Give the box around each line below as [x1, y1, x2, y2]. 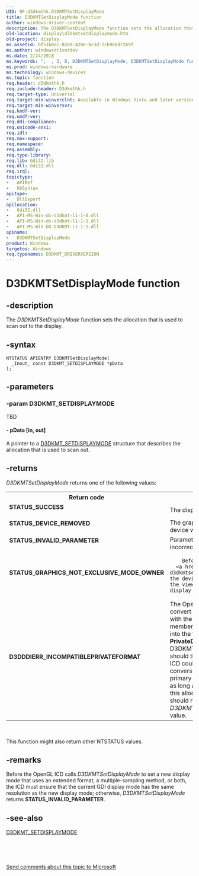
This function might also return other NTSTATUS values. [6, 738, 143, 745]
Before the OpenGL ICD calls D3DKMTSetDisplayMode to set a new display [6, 770, 191, 778]
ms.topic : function [6, 75, 54, 81]
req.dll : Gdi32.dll [6, 163, 54, 169]
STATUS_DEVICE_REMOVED [9, 519, 91, 527]
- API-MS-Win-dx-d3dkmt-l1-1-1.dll [6, 218, 99, 224]
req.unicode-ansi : [6, 125, 52, 130]
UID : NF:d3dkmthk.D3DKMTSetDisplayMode [6, 8, 105, 15]
